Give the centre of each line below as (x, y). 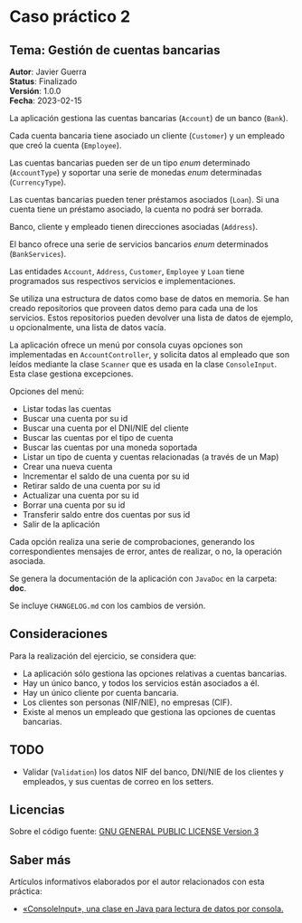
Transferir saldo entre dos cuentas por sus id (106, 514)
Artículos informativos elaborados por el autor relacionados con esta (137, 882)
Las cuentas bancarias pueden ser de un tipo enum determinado (130, 163)
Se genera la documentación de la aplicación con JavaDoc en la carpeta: (143, 578)
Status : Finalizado (43, 81)
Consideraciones (59, 634)
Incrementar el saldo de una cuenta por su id (106, 476)
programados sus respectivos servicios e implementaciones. (123, 281)
